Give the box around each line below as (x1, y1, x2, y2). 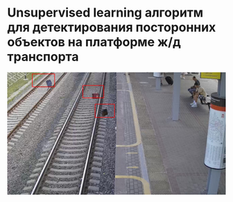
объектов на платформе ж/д (7, 35, 182, 50)
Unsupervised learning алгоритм (7, 5, 204, 21)
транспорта (7, 49, 79, 65)
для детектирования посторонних (7, 19, 216, 35)
